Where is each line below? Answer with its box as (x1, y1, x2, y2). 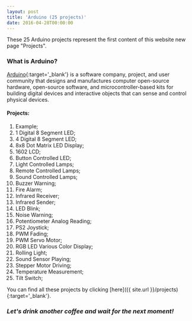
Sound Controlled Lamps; (15, 173, 78, 180)
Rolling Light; (15, 249, 47, 256)
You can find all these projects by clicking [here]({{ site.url (7, 286, 149, 293)
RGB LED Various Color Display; (15, 243, 94, 250)
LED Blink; (15, 204, 41, 212)
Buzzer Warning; (15, 180, 57, 187)
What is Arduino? (7, 57, 58, 65)
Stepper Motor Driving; (15, 262, 72, 269)
